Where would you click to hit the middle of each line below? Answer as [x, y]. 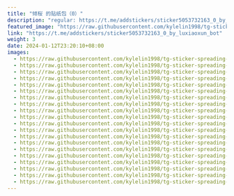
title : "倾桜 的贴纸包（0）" [45, 14]
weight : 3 [22, 40]
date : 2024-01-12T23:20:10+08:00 [56, 46]
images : [18, 53]
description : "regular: [42, 20]
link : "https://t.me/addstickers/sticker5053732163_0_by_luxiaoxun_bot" [115, 33]
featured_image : [31, 26]
